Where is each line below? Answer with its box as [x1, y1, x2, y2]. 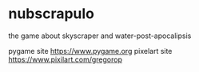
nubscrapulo [8, 5, 94, 23]
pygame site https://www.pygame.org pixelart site [8, 46, 173, 55]
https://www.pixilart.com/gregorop [8, 55, 122, 64]
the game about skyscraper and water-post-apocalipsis [8, 31, 192, 40]
